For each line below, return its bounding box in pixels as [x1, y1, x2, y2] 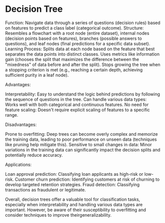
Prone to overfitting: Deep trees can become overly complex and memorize [5, 131, 158, 137]
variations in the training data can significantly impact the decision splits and [5, 147, 161, 153]
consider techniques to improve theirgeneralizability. [5, 212, 112, 218]
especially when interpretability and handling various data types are [5, 201, 143, 207]
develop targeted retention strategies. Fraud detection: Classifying [5, 181, 140, 188]
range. [5, 112, 19, 118]
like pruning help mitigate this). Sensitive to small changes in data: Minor [5, 141, 152, 147]
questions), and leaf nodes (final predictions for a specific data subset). [5, 40, 150, 46]
